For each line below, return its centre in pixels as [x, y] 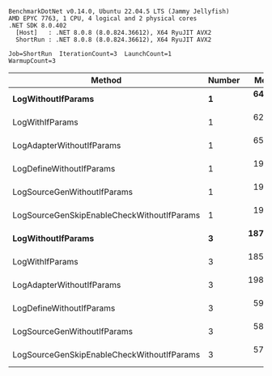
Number [224, 80]
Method [106, 80]
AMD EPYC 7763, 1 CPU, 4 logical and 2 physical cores [103, 19]
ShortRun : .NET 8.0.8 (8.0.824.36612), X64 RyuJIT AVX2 [114, 40]
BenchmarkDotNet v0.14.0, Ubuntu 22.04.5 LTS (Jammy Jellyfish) [119, 11]
